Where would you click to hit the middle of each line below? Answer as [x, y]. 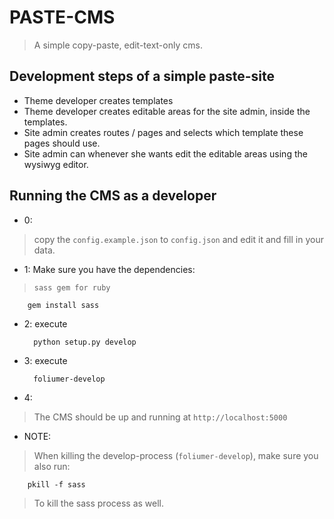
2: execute [45, 323]
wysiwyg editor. [56, 164]
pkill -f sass [56, 484]
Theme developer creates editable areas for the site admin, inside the [167, 111]
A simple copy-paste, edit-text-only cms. [118, 45]
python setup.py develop [85, 342]
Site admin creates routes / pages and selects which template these [163, 132]
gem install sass [63, 305]
